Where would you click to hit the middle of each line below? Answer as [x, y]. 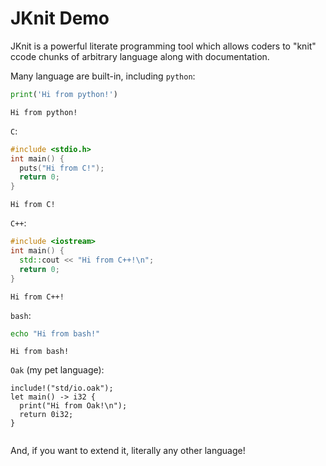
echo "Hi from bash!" [55, 333]
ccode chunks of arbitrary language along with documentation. [140, 56]
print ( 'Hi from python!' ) [64, 94]
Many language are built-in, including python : [103, 76]
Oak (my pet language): [57, 370]
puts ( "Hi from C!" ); [62, 168]
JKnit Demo [60, 18]
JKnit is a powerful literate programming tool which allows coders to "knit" [163, 46]
